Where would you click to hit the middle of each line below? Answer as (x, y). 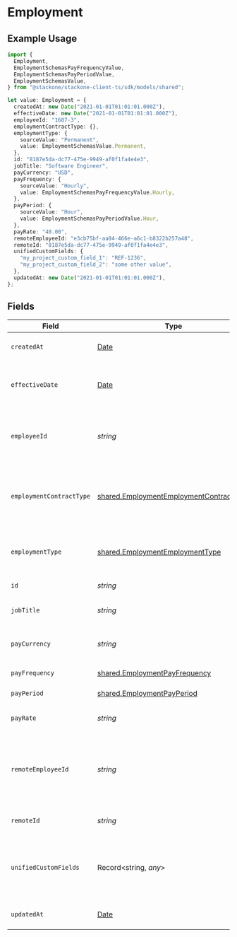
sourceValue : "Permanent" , (60, 140)
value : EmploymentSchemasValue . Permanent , (83, 146)
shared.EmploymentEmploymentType (159, 552)
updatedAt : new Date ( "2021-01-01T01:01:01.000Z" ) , (90, 278)
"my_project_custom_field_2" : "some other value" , (96, 265)
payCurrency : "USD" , (44, 173)
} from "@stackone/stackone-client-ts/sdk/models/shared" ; (96, 88)
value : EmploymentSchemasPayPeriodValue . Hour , (90, 219)
